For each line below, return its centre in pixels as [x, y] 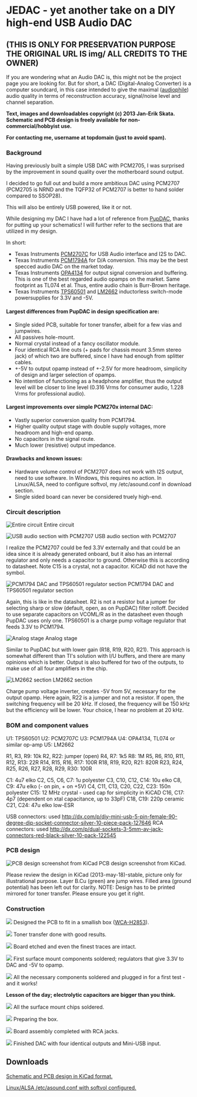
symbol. [16, 573]
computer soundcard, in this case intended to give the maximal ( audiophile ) [98, 90]
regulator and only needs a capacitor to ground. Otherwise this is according [98, 560]
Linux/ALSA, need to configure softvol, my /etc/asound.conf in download [103, 484]
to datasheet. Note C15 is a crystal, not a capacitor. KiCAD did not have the [97, 566]
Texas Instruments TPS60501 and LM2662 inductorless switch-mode [98, 292]
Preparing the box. [36, 1019]
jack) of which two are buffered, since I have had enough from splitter [99, 356]
